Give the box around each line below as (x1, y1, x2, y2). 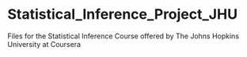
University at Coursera (7, 39, 81, 48)
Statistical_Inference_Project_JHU (7, 5, 238, 23)
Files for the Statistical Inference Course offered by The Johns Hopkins (7, 31, 239, 41)
